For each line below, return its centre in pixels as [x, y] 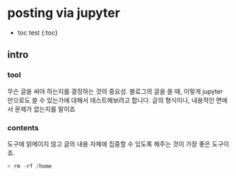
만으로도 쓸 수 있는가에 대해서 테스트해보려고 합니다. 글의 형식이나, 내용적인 [111, 100]
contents [23, 127]
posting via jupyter [64, 13]
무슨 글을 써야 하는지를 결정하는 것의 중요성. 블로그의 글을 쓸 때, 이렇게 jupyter [115, 91]
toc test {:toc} [37, 33]
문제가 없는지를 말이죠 [45, 109]
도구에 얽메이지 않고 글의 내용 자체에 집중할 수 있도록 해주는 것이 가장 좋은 [109, 143]
